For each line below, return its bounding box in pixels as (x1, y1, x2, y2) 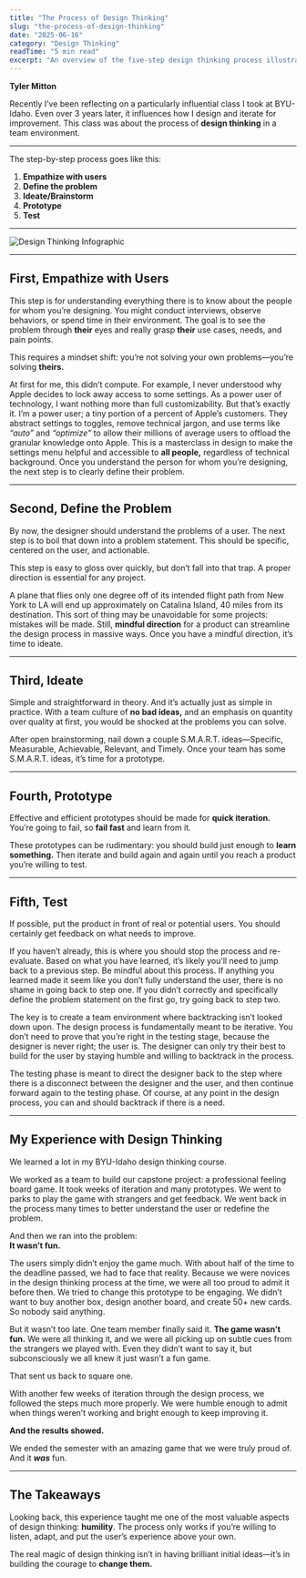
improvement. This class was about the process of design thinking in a (9, 118, 277, 128)
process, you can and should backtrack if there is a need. (9, 1097, 226, 1108)
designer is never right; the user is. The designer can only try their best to (9, 1040, 287, 1052)
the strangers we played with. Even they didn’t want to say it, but (9, 1343, 252, 1354)
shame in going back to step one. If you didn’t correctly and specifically (9, 985, 279, 996)
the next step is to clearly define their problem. (9, 466, 185, 476)
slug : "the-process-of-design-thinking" (9, 22, 166, 31)
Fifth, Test (9, 894, 68, 909)
